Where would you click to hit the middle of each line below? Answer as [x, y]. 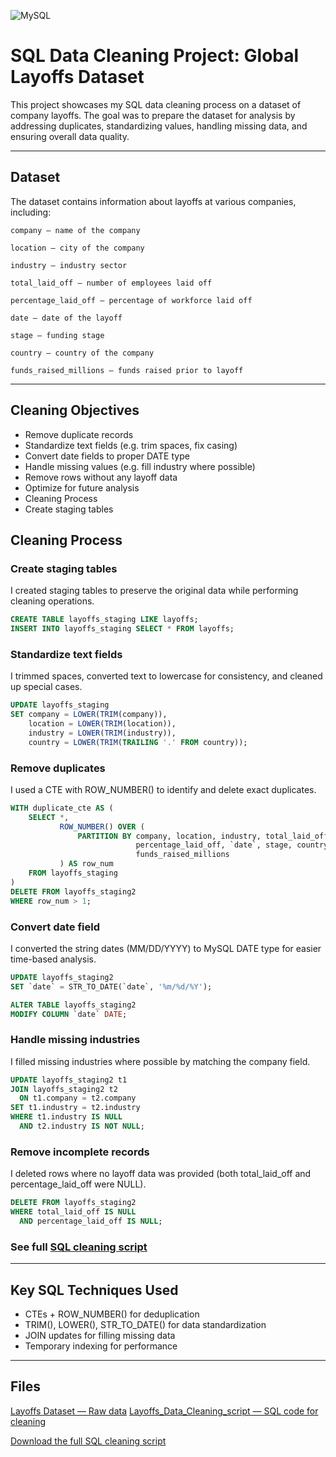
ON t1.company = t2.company [78, 1098]
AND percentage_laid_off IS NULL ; [91, 1221]
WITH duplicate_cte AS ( [62, 808]
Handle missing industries [75, 1040]
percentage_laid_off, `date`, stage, [214, 845]
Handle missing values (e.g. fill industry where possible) [140, 466]
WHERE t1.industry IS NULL [66, 1117]
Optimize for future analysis [82, 487]
